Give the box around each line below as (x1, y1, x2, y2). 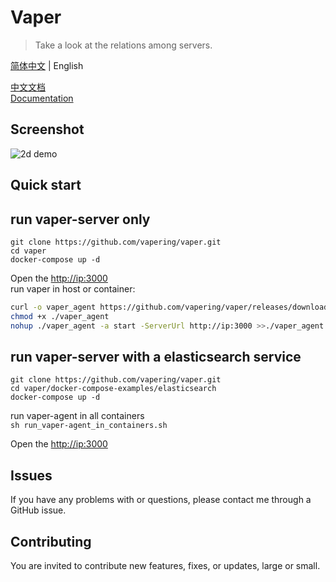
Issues (10, 467, 53, 484)
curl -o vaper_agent (10, 302, 97, 312)
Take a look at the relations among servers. (34, 39, 213, 51)
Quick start (10, 177, 82, 194)
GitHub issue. (10, 504, 67, 516)
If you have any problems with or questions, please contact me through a (10, 494, 312, 506)
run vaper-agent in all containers (10, 410, 145, 422)
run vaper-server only (10, 211, 151, 228)
